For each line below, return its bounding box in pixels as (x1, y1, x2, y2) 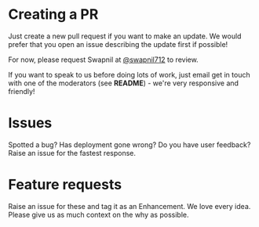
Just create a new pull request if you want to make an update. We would (8, 31, 242, 41)
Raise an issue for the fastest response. (8, 148, 136, 157)
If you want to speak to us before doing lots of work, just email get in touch (8, 70, 250, 79)
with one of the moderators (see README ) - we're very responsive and (8, 78, 239, 88)
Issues (8, 114, 53, 132)
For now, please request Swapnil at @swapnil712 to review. (8, 55, 199, 64)
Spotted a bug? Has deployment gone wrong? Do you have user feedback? (8, 139, 251, 150)
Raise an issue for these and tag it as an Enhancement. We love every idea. (8, 201, 251, 211)
